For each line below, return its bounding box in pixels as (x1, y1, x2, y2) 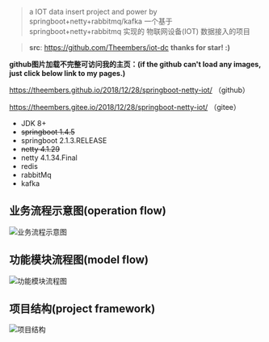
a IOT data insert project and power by (28, 7, 158, 16)
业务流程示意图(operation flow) (9, 204, 166, 217)
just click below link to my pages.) (9, 69, 126, 78)
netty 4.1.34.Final (20, 153, 78, 163)
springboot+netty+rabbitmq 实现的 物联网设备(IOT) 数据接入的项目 (28, 27, 250, 36)
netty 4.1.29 (20, 145, 60, 154)
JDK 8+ (20, 119, 47, 128)
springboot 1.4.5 (20, 127, 75, 137)
